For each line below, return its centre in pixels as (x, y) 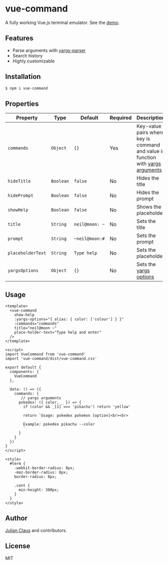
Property (27, 118)
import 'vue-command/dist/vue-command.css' (51, 359)
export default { (23, 367)
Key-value (149, 126)
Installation (23, 77)
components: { (24, 372)
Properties (22, 104)
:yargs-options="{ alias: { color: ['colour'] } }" (69, 319)
